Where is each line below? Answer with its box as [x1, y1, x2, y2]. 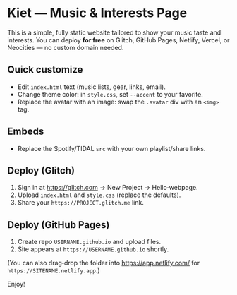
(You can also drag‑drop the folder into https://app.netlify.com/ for [7, 259, 200, 267]
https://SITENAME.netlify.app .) [7, 266, 100, 275]
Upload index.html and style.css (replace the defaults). [17, 191, 181, 199]
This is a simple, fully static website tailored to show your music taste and [7, 28, 221, 37]
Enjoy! [7, 280, 26, 289]
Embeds [7, 126, 44, 138]
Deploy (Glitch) [7, 164, 75, 176]
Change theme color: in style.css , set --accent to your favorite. [17, 90, 203, 98]
